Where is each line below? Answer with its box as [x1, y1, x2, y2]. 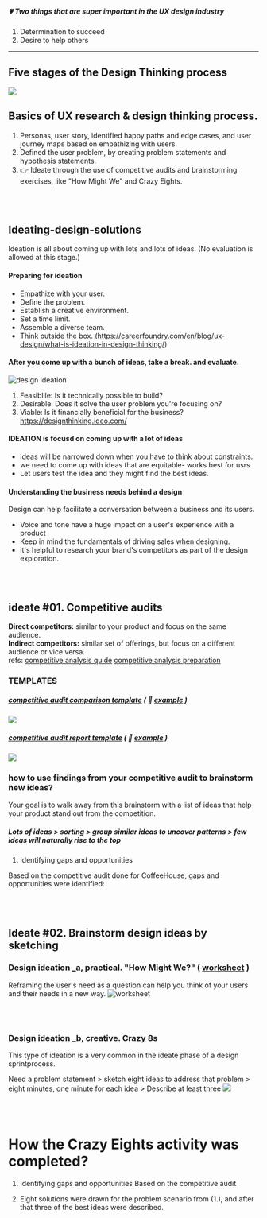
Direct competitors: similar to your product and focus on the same [8, 622, 226, 631]
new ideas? [8, 782, 53, 793]
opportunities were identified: [8, 879, 105, 889]
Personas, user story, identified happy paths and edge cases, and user [19, 130, 252, 140]
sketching [8, 938, 59, 952]
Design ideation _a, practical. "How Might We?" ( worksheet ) [8, 962, 250, 973]
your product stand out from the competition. [8, 809, 157, 818]
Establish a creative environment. [19, 305, 130, 315]
